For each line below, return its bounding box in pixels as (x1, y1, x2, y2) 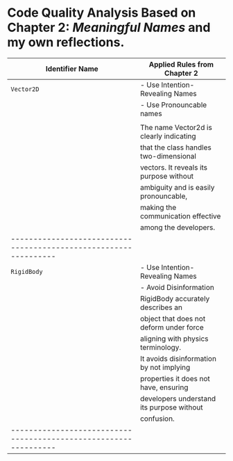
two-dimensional (139, 151, 196, 161)
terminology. (139, 342, 182, 352)
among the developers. (139, 223, 216, 232)
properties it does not (139, 373, 210, 383)
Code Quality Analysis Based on (7, 5, 196, 21)
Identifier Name (45, 64, 98, 74)
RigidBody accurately (139, 293, 210, 303)
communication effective (139, 211, 221, 220)
